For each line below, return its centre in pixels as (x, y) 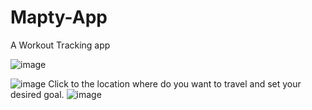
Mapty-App (59, 17)
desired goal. (37, 94)
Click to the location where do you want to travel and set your (175, 83)
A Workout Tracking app (60, 45)
